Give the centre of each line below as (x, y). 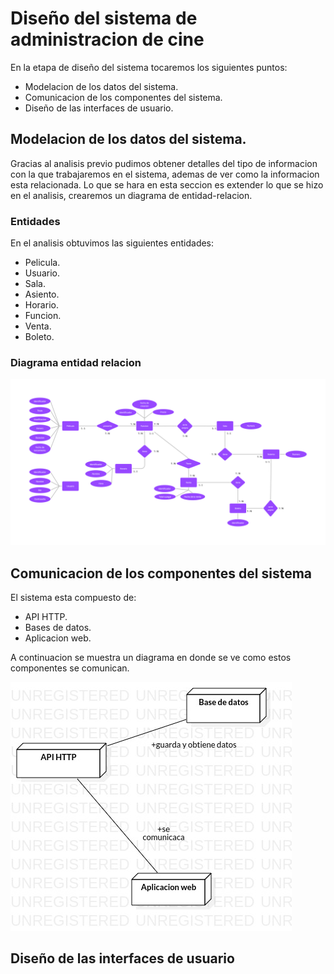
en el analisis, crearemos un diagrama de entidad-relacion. (131, 195)
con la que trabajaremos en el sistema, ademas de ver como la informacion (165, 174)
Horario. (41, 305)
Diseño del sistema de (104, 18)
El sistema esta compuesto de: (73, 597)
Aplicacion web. (58, 638)
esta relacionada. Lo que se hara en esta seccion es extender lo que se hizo (167, 184)
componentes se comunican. (70, 668)
